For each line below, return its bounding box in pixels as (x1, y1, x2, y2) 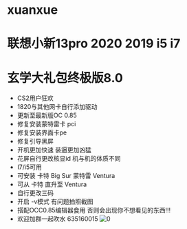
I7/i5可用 (16, 163, 43, 171)
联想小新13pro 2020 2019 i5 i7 (7, 36, 181, 52)
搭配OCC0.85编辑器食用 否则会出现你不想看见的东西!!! (16, 206, 171, 215)
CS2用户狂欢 (16, 94, 54, 102)
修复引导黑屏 (16, 137, 54, 146)
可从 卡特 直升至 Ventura (16, 180, 87, 188)
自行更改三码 (16, 189, 54, 197)
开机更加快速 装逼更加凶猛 (16, 146, 91, 154)
